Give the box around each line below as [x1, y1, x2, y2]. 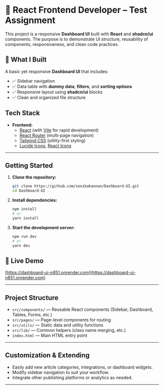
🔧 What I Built [5, 56, 47, 64]
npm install [12, 207, 37, 212]
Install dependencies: [12, 197, 58, 203]
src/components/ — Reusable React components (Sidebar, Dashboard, [12, 306, 153, 312]
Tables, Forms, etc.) [12, 312, 53, 317]
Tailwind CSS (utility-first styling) [19, 137, 86, 143]
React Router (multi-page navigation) [19, 132, 94, 138]
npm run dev [12, 234, 37, 239]
